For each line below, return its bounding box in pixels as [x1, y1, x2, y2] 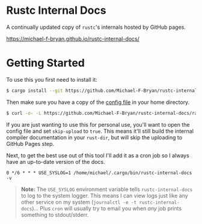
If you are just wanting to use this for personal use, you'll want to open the [6, 121, 190, 128]
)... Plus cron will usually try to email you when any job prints [32, 205, 182, 212]
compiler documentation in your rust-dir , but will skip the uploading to [6, 133, 182, 141]
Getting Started [6, 56, 85, 70]
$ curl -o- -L [6, 110, 42, 116]
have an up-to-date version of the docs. [6, 158, 105, 165]
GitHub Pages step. [6, 140, 55, 147]
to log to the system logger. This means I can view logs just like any [20, 192, 188, 199]
